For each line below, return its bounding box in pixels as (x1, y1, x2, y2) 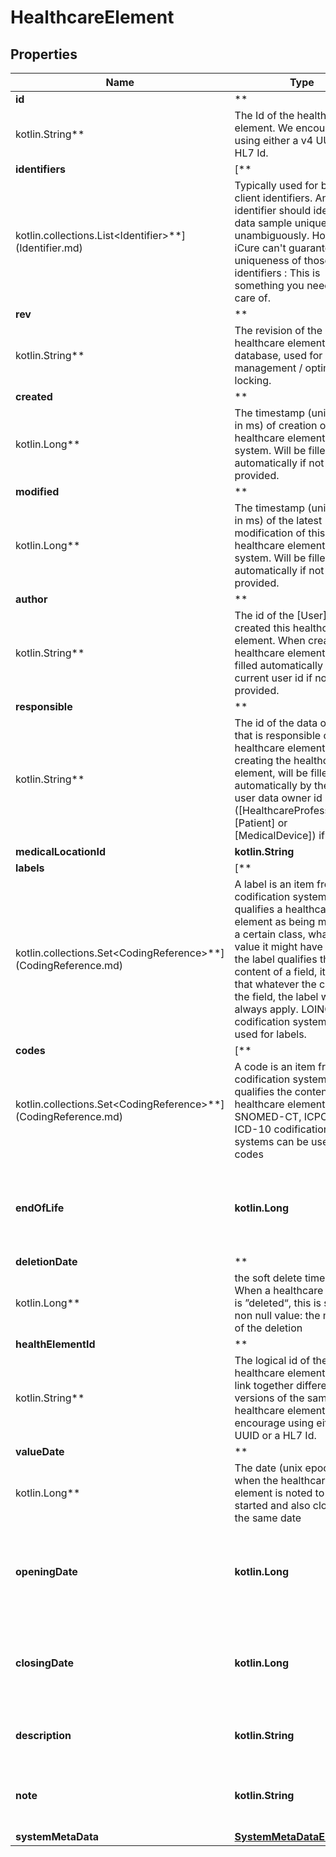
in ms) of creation (234, 419, 318, 432)
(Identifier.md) (15, 241, 83, 255)
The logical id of (234, 1354, 311, 1367)
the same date (234, 1511, 302, 1525)
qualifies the (234, 1085, 293, 1098)
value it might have (234, 940, 323, 953)
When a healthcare (234, 1284, 324, 1297)
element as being (234, 915, 316, 928)
